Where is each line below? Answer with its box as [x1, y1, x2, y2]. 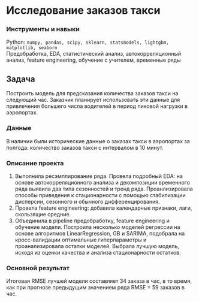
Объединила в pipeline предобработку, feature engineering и [14, 217, 170, 224]
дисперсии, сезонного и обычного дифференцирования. [14, 198, 160, 205]
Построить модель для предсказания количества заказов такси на [6, 90, 179, 97]
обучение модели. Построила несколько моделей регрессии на [14, 223, 180, 231]
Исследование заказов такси [6, 4, 161, 17]
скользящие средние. [14, 210, 71, 218]
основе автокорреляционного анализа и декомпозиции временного [14, 179, 190, 186]
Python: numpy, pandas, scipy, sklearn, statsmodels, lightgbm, [6, 38, 169, 46]
